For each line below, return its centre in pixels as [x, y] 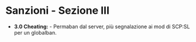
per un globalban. [35, 32]
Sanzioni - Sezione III [57, 11]
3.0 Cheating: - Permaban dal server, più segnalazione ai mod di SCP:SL [102, 26]
